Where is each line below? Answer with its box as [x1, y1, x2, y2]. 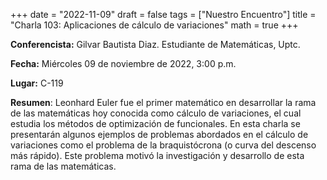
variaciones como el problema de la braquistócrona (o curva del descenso [10, 139, 317, 151]
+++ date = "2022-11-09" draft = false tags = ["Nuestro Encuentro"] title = [10, 9, 317, 20]
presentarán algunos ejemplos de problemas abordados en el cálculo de [10, 129, 309, 140]
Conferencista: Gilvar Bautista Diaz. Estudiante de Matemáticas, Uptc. [10, 39, 301, 50]
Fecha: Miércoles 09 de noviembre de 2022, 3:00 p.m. [10, 58, 237, 69]
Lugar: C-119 [10, 77, 64, 89]
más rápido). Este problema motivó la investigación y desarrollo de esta [10, 150, 305, 161]
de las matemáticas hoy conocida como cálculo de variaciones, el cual [10, 107, 302, 119]
